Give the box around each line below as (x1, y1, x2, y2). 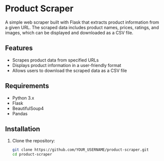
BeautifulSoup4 (12, 105, 44, 111)
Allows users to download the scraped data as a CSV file (12, 67, 127, 73)
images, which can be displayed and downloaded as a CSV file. (5, 30, 134, 35)
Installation (5, 125, 40, 133)
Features (5, 44, 33, 52)
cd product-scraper (12, 152, 53, 157)
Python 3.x (12, 95, 34, 101)
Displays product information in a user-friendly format (12, 62, 121, 68)
